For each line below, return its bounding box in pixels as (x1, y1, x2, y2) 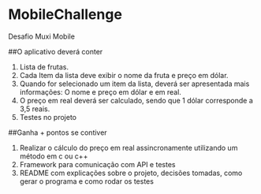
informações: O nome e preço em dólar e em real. (19, 87, 181, 96)
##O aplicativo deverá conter (8, 47, 103, 56)
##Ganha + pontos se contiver (8, 128, 108, 137)
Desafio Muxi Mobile (8, 32, 75, 41)
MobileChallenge (8, 6, 122, 24)
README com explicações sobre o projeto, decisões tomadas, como (19, 168, 243, 177)
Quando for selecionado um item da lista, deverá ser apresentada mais (19, 79, 250, 88)
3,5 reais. (19, 104, 50, 114)
